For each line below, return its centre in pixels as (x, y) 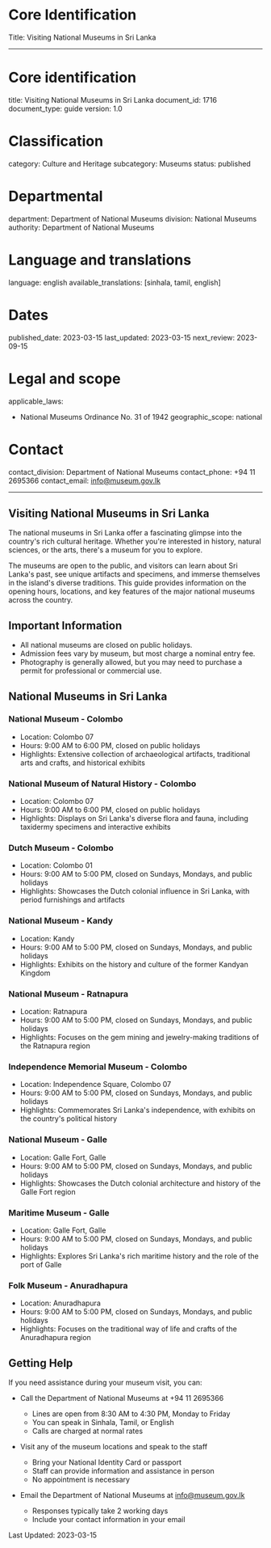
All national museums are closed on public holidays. (106, 645)
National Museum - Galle (58, 1140)
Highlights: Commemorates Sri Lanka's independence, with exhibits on (138, 1110)
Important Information (65, 626)
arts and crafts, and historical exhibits (82, 763)
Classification (56, 141)
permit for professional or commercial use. (91, 671)
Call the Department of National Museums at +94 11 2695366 (122, 1398)
